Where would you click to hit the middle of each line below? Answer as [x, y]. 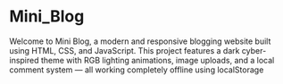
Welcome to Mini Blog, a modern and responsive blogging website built [140, 41]
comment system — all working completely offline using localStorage [137, 70]
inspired [24, 60]
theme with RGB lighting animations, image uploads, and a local [158, 60]
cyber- [254, 50]
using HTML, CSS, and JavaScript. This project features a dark [125, 50]
